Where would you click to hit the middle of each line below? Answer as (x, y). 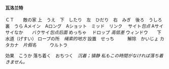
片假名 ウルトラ (45, 45)
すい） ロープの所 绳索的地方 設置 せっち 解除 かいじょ (91, 39)
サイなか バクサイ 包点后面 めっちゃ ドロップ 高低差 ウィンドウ (77, 32)
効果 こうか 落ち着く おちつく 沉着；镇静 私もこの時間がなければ (78, 56)
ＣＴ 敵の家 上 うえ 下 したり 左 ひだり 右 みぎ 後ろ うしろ (84, 20)
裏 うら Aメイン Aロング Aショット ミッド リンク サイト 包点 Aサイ (84, 26)
